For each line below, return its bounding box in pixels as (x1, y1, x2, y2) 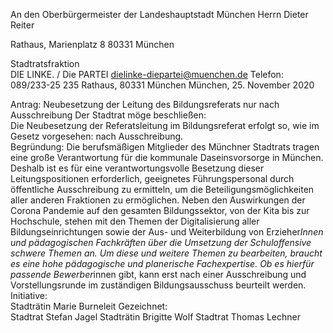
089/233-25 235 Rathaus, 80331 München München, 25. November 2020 (10, 79, 315, 91)
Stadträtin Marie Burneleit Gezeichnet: (10, 300, 168, 312)
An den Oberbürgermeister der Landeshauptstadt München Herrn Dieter (10, 9, 309, 20)
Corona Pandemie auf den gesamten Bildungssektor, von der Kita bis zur (10, 205, 310, 216)
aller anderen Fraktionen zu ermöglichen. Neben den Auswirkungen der (10, 194, 306, 206)
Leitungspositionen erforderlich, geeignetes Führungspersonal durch (10, 173, 295, 184)
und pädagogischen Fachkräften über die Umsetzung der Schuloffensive (10, 237, 312, 248)
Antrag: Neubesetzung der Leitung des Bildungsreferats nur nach (10, 99, 280, 110)
